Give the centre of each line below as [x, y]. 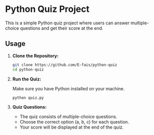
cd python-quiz [28, 69]
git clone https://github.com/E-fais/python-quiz [65, 65]
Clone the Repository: [35, 56]
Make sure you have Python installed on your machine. [69, 88]
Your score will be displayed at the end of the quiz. [72, 127]
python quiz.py [28, 98]
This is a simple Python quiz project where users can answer [67, 23]
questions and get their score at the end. [62, 28]
